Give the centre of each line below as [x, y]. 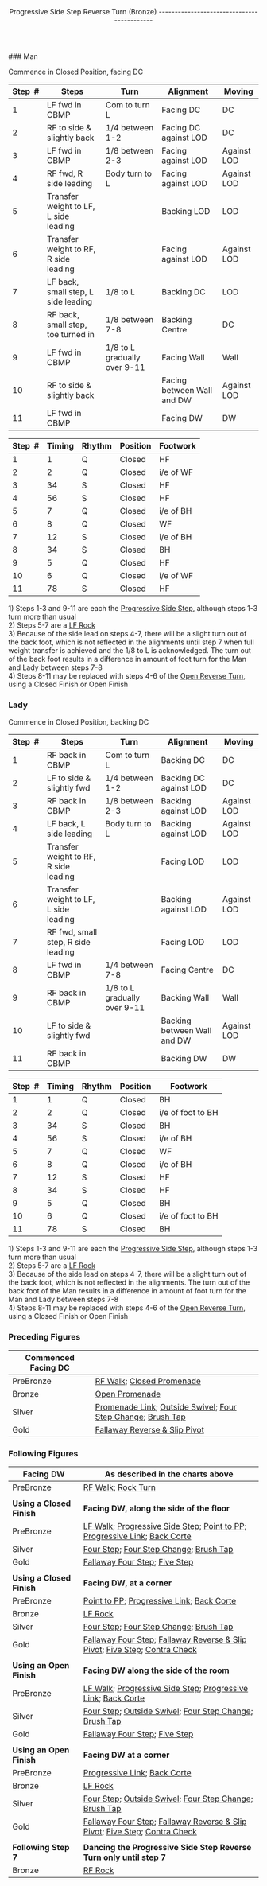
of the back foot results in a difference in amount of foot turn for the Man [127, 659]
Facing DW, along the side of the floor [157, 1508]
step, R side [69, 943]
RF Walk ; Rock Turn [120, 1487]
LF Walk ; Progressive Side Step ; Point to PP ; [165, 1526]
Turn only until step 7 [125, 1857]
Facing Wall [183, 358]
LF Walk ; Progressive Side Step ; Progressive [166, 1688]
